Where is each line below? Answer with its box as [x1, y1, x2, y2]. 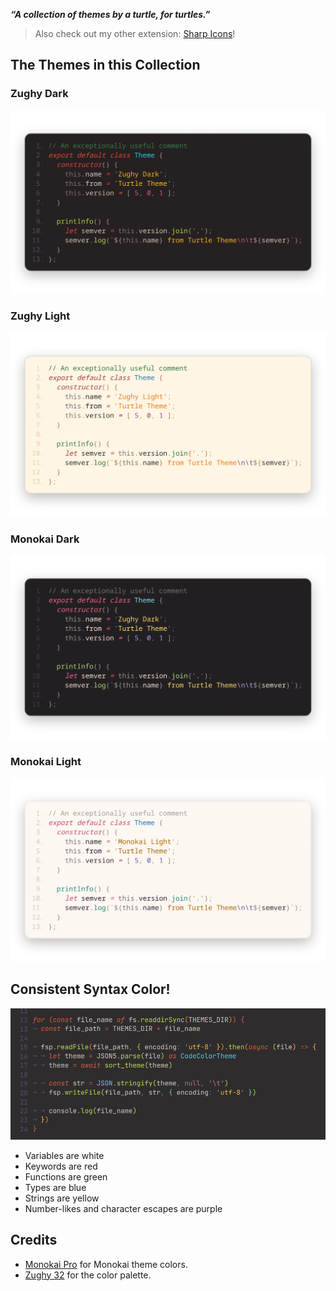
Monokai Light [10, 754, 82, 768]
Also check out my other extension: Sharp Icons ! [34, 28, 236, 39]
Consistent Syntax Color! [10, 981, 171, 998]
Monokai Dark [10, 532, 80, 546]
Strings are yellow [24, 1192, 100, 1204]
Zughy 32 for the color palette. [24, 1269, 152, 1281]
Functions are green [24, 1170, 108, 1183]
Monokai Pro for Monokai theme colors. [24, 1258, 188, 1270]
